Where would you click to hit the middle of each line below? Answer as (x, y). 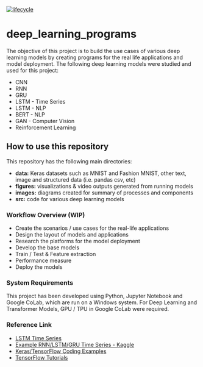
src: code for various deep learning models (69, 199)
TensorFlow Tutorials (41, 357)
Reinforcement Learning (45, 127)
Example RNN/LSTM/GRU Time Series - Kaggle (75, 344)
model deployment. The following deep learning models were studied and (99, 63)
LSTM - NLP (31, 108)
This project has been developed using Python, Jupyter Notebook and (94, 296)
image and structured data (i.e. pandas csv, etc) (75, 179)
